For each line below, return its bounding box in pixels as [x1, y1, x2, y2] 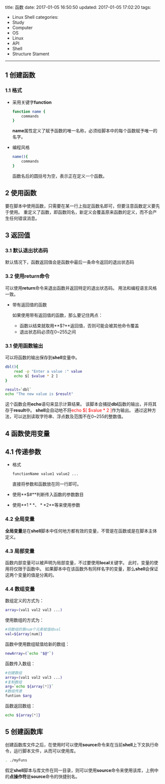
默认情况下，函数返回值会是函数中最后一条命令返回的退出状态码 [5, 259, 134, 265]
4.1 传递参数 [5, 448, 41, 456]
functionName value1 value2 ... [12, 471, 79, 476]
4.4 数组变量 [5, 586, 35, 592]
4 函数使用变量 [5, 429, 50, 438]
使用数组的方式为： [5, 617, 44, 623]
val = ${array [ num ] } [5, 631, 43, 636]
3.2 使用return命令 [5, 273, 50, 280]
